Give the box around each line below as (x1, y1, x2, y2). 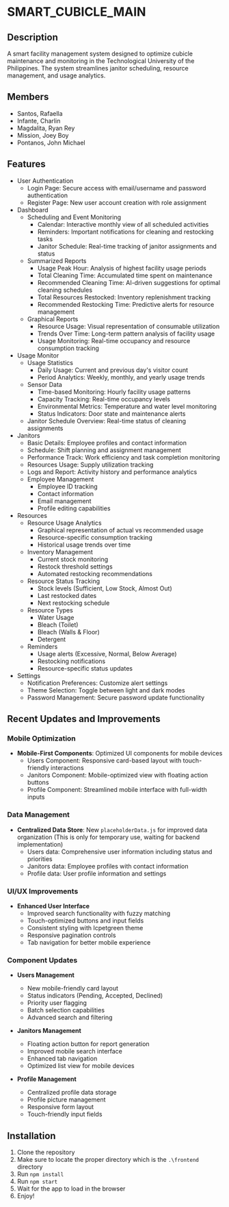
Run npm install (16, 1170, 64, 1178)
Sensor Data (27, 380, 63, 388)
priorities (27, 854, 53, 863)
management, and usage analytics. (7, 71, 106, 79)
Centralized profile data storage (27, 1088, 118, 1097)
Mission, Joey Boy (16, 131, 69, 139)
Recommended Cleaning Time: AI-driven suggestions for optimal (37, 278, 221, 286)
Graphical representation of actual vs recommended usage (37, 525, 204, 534)
